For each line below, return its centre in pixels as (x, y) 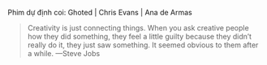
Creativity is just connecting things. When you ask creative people (138, 28)
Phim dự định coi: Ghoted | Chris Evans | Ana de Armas (100, 12)
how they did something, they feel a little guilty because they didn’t (140, 37)
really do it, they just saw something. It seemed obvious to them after (143, 45)
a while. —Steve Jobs (64, 53)
